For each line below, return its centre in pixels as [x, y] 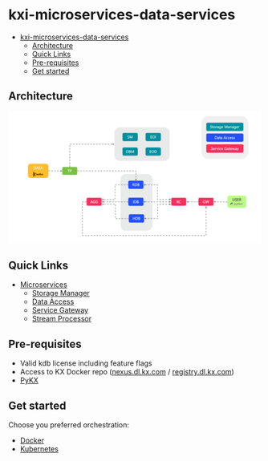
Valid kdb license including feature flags [86, 363]
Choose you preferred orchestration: [69, 425]
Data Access [53, 301]
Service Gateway [60, 310]
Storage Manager [61, 293]
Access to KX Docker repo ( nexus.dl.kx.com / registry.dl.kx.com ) [127, 372]
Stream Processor [62, 319]
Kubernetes [39, 449]
